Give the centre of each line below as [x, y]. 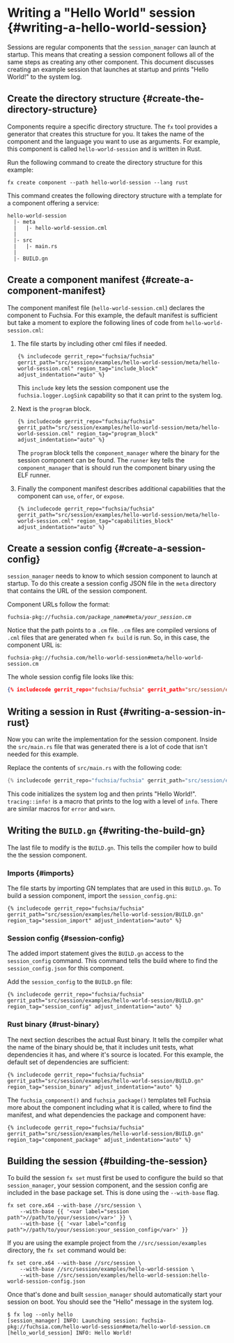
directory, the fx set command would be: [67, 1250]
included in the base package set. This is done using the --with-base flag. [113, 1193]
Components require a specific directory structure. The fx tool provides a [112, 126]
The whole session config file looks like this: [71, 677]
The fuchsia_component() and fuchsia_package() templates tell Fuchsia [109, 1100]
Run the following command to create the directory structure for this [105, 162]
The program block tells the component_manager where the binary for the [118, 453]
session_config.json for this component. [66, 968]
